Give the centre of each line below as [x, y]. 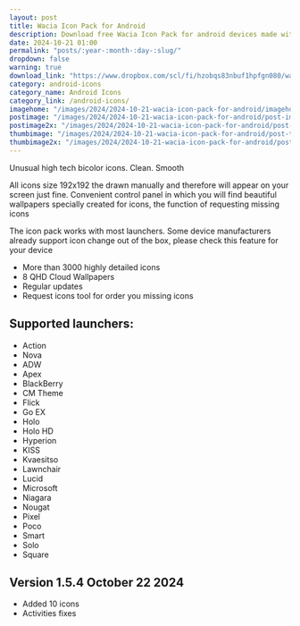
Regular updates [52, 286]
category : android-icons [55, 84]
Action [34, 345]
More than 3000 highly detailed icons [91, 267]
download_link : [37, 76]
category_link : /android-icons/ [69, 101]
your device [31, 250]
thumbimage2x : [36, 142]
